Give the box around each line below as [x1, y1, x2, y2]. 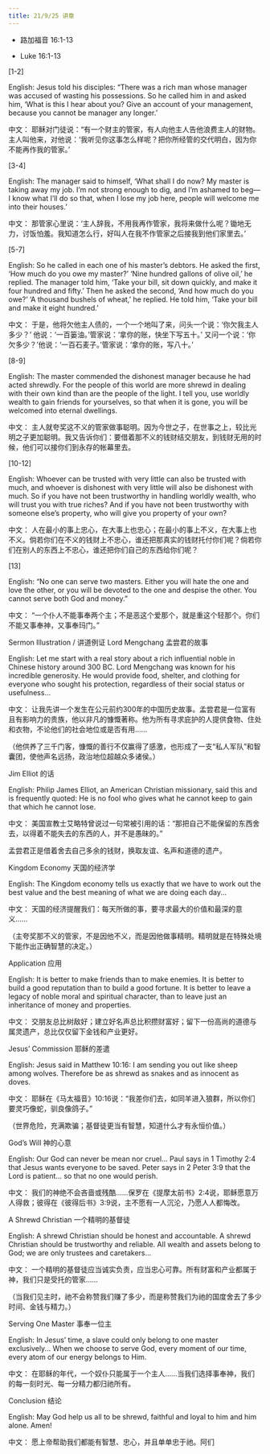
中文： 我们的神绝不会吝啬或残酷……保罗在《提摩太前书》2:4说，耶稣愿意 [8, 1188, 252, 1197]
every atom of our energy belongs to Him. [8, 1352, 147, 1361]
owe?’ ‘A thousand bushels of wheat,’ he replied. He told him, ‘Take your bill [8, 295, 258, 304]
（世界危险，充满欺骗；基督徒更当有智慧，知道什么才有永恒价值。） [8, 1120, 231, 1131]
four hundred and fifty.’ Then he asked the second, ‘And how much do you [8, 286, 255, 295]
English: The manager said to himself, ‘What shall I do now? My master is [8, 176, 250, 186]
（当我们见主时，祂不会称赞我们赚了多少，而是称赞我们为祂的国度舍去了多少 [8, 1291, 262, 1301]
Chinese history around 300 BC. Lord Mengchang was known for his [8, 661, 235, 672]
